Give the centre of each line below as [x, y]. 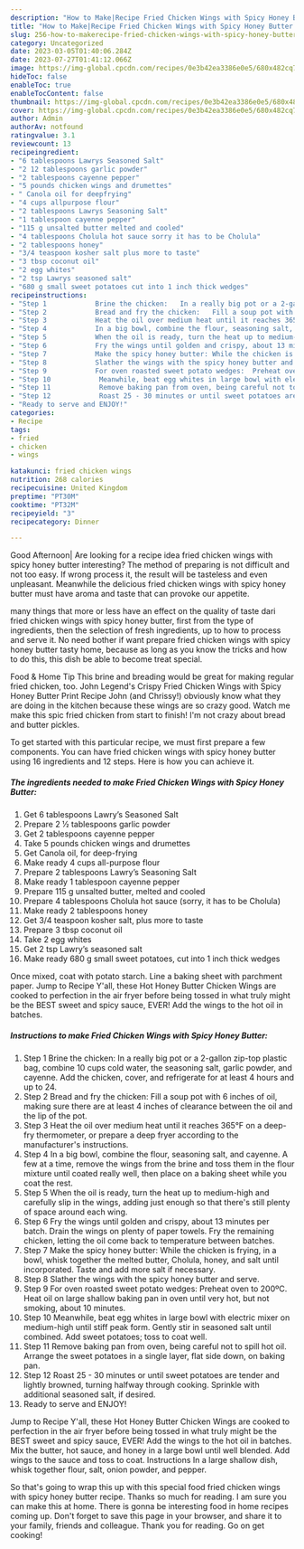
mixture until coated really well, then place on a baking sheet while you [155, 1174]
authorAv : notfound [47, 128]
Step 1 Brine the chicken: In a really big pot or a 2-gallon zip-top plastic [155, 1058]
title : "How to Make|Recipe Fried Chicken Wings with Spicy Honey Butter [152, 26]
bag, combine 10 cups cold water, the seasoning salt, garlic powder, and [157, 1068]
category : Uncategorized [57, 43]
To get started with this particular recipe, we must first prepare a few [138, 742]
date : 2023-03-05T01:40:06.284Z [71, 52]
